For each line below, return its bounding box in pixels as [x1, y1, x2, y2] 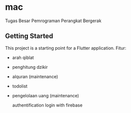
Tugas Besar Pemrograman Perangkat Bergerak [5, 18, 102, 24]
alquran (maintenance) [12, 73, 58, 80]
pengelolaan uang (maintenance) [12, 92, 79, 98]
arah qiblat [12, 55, 34, 60]
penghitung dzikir [12, 64, 48, 70]
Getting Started [5, 32, 53, 40]
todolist [12, 83, 28, 89]
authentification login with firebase [12, 102, 82, 108]
